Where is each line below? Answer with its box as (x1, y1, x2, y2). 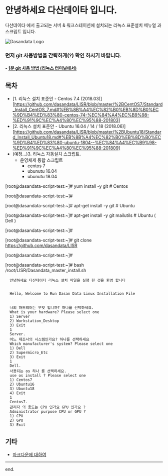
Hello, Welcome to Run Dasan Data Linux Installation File (9, 291, 135, 296)
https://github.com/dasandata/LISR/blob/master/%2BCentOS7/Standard (14, 101, 163, 107)
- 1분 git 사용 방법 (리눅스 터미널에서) (5, 65, 77, 71)
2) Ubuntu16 (9, 382, 35, 387)
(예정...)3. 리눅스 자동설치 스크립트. (12, 151, 81, 157)
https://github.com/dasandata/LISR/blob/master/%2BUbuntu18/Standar (14, 129, 161, 135)
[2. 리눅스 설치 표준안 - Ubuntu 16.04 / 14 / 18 (12, 124, 103, 130)
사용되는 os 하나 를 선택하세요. (9, 369, 66, 374)
